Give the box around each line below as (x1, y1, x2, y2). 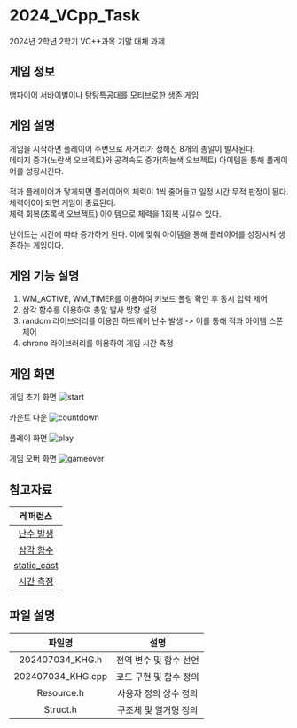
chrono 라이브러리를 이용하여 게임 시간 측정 (21, 338, 174, 349)
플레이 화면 (9, 432, 48, 444)
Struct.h (43, 703, 77, 716)
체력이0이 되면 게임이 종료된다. (9, 197, 117, 208)
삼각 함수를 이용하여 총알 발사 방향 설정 (21, 305, 158, 315)
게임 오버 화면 (9, 454, 58, 464)
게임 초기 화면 (9, 392, 58, 402)
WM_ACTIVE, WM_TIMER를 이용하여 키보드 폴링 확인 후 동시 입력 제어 (21, 294, 268, 305)
